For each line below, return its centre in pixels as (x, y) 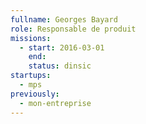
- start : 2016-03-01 (62, 47)
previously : (35, 94)
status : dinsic (60, 66)
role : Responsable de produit (73, 29)
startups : (31, 76)
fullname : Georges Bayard (64, 19)
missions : (31, 38)
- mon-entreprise (55, 103)
